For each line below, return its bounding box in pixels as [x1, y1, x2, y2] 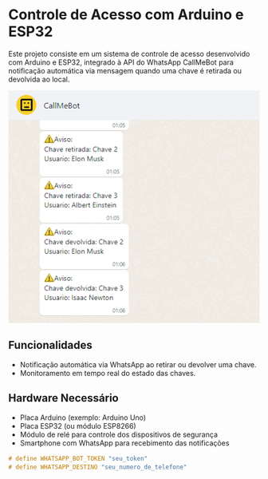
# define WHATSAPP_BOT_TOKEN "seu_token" [8, 454, 148, 462]
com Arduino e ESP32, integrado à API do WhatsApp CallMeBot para [8, 57, 234, 67]
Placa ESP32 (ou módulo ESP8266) [19, 421, 137, 430]
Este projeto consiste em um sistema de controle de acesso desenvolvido [8, 49, 250, 58]
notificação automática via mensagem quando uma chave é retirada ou [8, 65, 242, 75]
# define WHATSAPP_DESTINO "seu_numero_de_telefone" [8, 463, 187, 471]
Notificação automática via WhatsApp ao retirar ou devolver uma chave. [19, 359, 257, 369]
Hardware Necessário [8, 391, 119, 405]
